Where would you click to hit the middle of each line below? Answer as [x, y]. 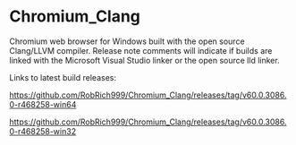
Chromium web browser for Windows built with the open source [127, 41]
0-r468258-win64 [43, 104]
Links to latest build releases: [63, 77]
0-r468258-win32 [43, 131]
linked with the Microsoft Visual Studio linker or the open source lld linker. [144, 60]
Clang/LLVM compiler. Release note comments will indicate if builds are [141, 50]
